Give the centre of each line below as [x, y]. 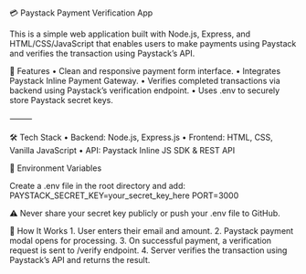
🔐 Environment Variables [56, 168]
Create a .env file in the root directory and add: [97, 186]
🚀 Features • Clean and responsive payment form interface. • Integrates [145, 71]
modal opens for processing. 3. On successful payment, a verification [141, 241]
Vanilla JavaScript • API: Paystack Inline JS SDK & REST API [122, 150]
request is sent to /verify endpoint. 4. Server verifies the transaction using [148, 250]
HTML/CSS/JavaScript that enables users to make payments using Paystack [153, 43]
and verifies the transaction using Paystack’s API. [102, 53]
